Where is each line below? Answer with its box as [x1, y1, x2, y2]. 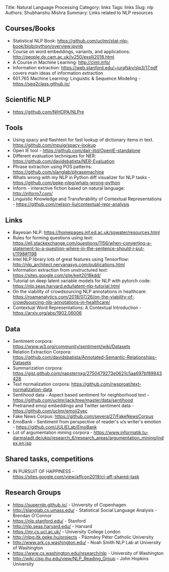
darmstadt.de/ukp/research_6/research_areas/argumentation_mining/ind [12, 435, 164, 441]
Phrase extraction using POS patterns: [12, 164, 92, 170]
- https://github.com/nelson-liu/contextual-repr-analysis [12, 201, 130, 207]
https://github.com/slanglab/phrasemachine [12, 169, 104, 175]
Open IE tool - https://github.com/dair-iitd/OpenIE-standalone [12, 148, 141, 154]
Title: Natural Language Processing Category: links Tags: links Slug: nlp [5, 5, 154, 10]
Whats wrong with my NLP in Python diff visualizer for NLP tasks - [12, 174, 150, 181]
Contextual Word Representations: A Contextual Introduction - [12, 304, 142, 311]
